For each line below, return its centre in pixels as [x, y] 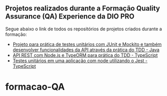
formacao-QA [35, 87]
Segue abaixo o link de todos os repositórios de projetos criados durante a [84, 29]
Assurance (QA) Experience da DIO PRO [70, 17]
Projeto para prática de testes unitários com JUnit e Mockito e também [87, 44]
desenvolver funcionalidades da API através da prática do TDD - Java [86, 50]
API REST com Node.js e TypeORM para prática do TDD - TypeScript [85, 55]
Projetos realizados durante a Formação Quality [83, 8]
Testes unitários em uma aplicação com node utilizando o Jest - [80, 61]
